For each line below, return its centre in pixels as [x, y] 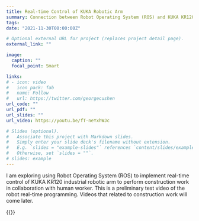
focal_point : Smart [36, 66]
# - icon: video [26, 82]
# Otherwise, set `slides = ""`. [50, 153]
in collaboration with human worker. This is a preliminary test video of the [96, 188]
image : [14, 55]
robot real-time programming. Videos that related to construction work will [97, 194]
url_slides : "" [25, 115]
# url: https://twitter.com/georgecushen [61, 99]
